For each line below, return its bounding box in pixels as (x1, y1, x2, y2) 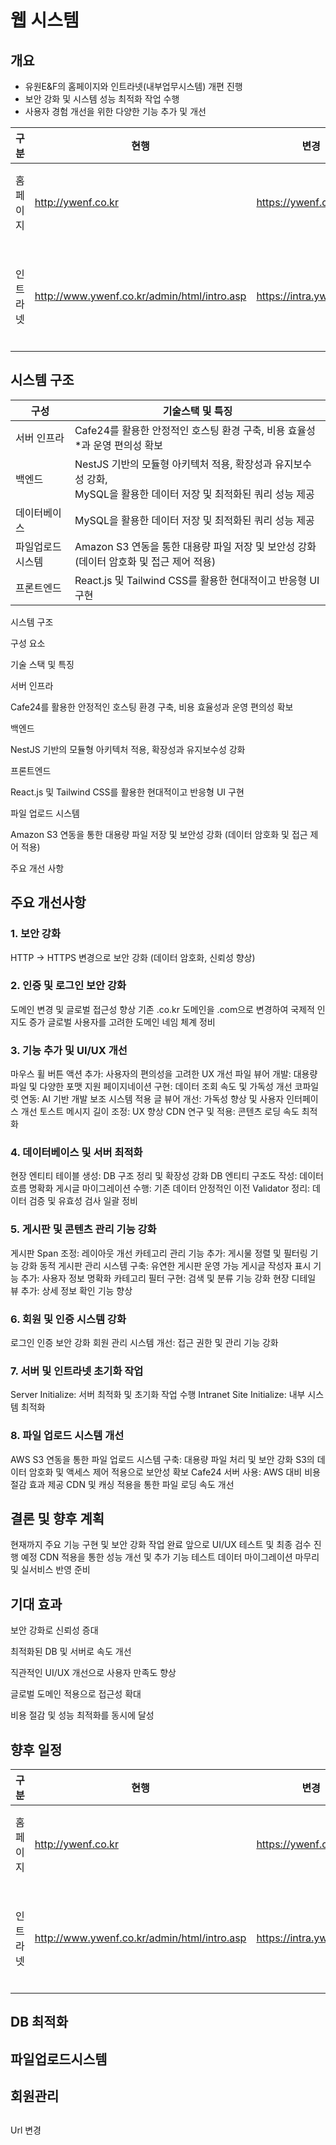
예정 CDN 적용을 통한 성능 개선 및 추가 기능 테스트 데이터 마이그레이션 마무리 (20, 1551, 320, 1563)
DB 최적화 (10, 2014, 68, 2031)
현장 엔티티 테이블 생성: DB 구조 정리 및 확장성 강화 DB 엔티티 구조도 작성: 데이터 (10, 1170, 324, 1182)
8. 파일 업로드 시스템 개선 (10, 1429, 125, 1443)
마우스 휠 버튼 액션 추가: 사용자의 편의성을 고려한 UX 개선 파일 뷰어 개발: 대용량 (10, 1068, 318, 1080)
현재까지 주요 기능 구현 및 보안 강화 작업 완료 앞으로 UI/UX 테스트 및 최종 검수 (10, 1539, 312, 1551)
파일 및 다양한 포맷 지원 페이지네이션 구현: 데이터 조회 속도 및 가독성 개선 (10, 1081, 293, 1093)
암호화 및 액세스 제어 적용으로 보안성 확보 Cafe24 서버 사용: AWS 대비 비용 (28, 1466, 321, 1478)
